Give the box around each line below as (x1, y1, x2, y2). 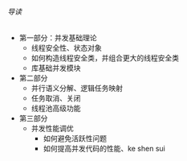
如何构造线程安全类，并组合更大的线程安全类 (30, 53, 180, 63)
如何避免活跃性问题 (43, 134, 108, 143)
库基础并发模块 (30, 64, 81, 73)
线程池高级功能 (30, 104, 81, 114)
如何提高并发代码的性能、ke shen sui (43, 144, 165, 154)
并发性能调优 (30, 124, 74, 134)
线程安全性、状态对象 (30, 43, 102, 53)
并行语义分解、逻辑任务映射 (30, 84, 124, 93)
